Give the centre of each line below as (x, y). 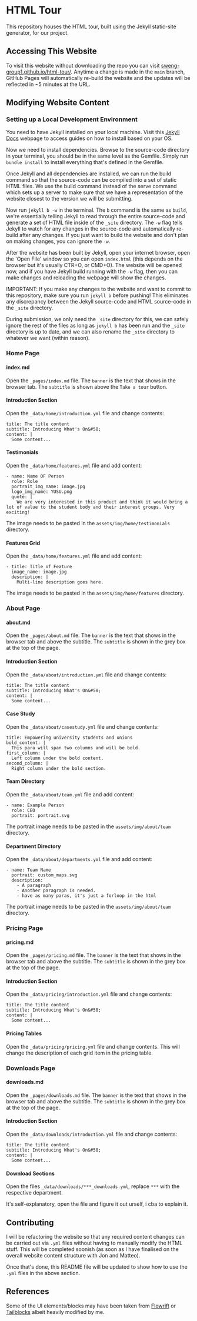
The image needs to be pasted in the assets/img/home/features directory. (95, 593)
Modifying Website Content (58, 103)
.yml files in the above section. (43, 1273)
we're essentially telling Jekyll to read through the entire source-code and (96, 216)
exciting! (18, 512)
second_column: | (27, 763)
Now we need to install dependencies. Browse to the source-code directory (98, 150)
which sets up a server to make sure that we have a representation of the (95, 192)
